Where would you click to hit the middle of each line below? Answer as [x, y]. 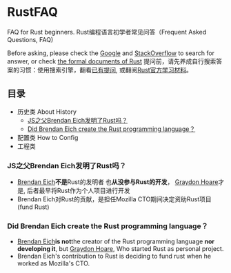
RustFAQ [33, 12]
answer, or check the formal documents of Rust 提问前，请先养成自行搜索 [112, 61]
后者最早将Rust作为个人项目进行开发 [79, 191]
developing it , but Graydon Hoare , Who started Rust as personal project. [120, 249]
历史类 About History [47, 112]
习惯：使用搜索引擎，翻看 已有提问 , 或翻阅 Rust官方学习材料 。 [106, 70]
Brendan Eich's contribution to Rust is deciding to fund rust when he [114, 256]
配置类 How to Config [48, 137]
